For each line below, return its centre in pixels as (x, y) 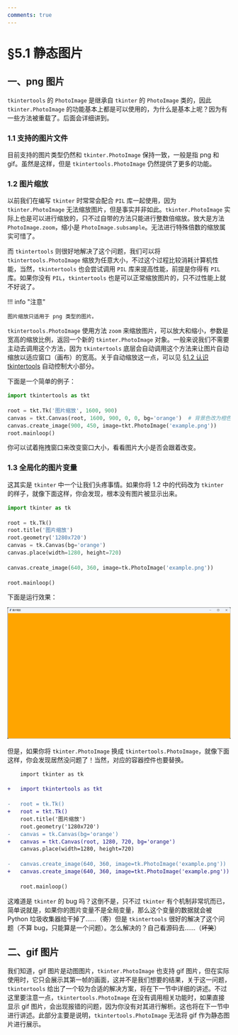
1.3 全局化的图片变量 (42, 467)
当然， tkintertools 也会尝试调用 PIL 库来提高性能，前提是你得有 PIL (120, 269)
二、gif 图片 (33, 952)
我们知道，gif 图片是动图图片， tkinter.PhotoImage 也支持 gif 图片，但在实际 (118, 970)
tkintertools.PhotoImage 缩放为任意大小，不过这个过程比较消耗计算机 (110, 260)
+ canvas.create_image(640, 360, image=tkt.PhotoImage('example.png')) (119, 872)
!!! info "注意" (27, 302)
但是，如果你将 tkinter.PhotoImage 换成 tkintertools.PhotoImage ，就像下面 (119, 751)
